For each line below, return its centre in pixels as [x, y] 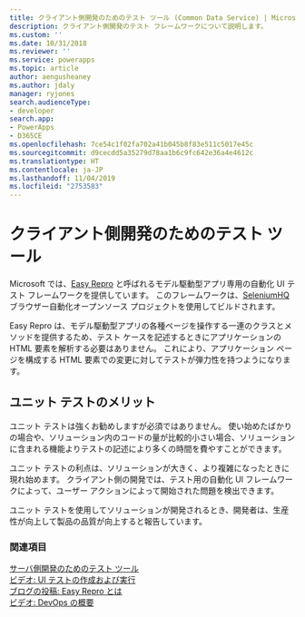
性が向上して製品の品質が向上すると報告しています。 [108, 521]
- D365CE [26, 136]
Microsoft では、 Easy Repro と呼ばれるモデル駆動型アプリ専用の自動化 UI [147, 284]
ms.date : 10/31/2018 [49, 43]
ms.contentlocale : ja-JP [56, 170]
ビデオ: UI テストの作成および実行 [73, 580]
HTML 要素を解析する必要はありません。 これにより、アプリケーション [142, 348]
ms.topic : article [44, 69]
